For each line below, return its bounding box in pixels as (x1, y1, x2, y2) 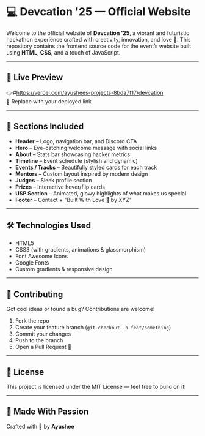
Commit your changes (15, 330, 71, 337)
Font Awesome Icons (15, 252, 68, 260)
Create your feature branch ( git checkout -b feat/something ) (15, 324, 171, 331)
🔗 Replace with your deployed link (6, 97, 92, 105)
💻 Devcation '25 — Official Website (6, 5, 191, 19)
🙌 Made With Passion (6, 407, 89, 417)
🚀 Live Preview (6, 72, 63, 83)
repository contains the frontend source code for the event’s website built (6, 42, 192, 50)
